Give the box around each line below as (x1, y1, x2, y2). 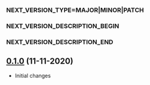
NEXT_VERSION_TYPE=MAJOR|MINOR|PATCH (6, 6, 145, 14)
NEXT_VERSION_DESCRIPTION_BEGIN (6, 21, 120, 30)
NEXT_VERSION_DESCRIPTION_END (6, 37, 114, 46)
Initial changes (14, 72, 51, 79)
